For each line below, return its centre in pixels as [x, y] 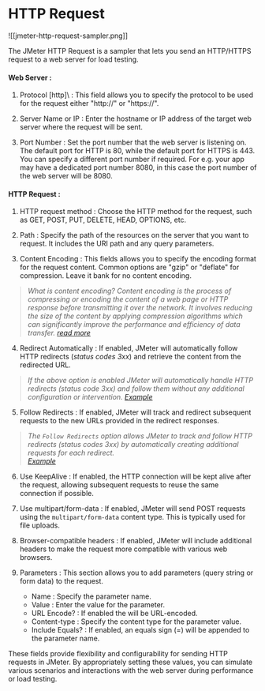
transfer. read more [59, 333]
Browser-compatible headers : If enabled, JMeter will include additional [136, 541]
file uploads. [40, 525]
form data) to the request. [62, 581]
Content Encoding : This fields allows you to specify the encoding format [138, 259]
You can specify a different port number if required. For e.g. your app [132, 160]
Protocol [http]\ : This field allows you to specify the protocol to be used [136, 95]
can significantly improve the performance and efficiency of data [134, 325]
